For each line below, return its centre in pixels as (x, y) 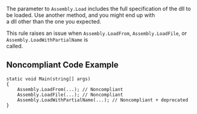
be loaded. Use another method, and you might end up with (81, 15)
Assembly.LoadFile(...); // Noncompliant (70, 95)
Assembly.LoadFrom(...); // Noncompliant (70, 89)
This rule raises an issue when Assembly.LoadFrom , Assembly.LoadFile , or (97, 33)
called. (15, 46)
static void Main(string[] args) (48, 79)
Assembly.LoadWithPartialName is (47, 40)
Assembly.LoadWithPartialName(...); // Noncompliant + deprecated (103, 100)
